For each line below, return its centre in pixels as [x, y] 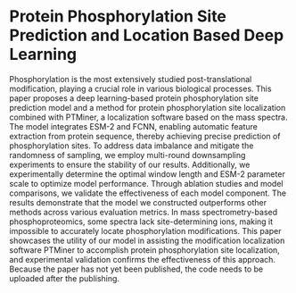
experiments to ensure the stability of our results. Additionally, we [130, 164]
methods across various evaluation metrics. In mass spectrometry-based [144, 212]
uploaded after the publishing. [65, 278]
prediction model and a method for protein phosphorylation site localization [148, 107]
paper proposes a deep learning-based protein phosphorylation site [134, 98]
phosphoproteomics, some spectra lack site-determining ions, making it [141, 222]
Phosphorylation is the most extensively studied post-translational [131, 79]
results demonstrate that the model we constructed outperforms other [138, 202]
